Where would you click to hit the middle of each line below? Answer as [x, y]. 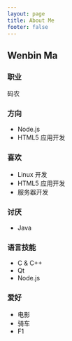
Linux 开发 [32, 174]
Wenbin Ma [33, 55]
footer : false [28, 27]
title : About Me [31, 20]
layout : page [26, 14]
